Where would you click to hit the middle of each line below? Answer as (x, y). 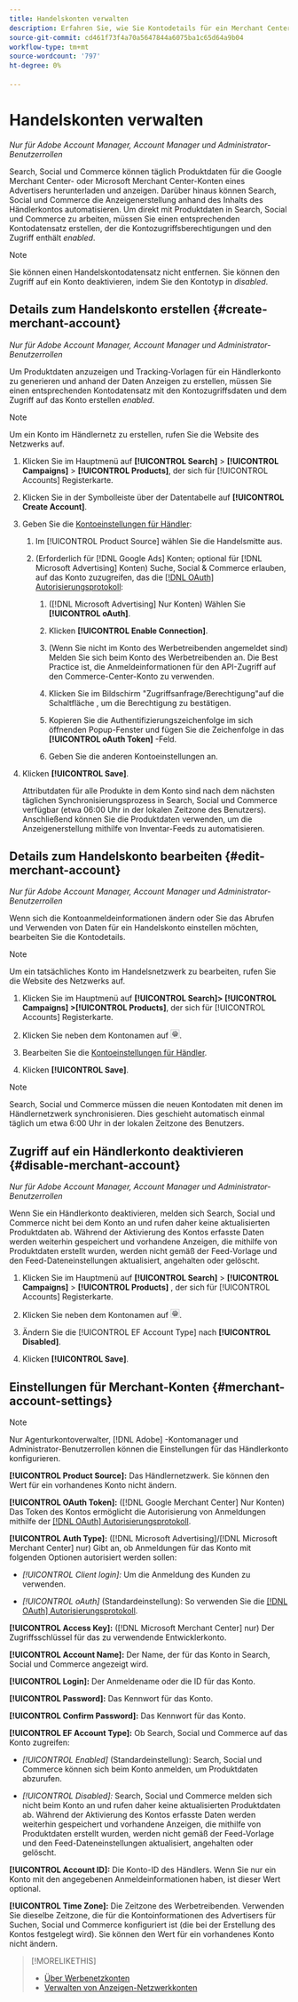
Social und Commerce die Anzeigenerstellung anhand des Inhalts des (136, 199)
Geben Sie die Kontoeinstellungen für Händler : (107, 524)
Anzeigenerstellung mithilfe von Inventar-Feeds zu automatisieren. (143, 828)
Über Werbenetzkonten (87, 1978)
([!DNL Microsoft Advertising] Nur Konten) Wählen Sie (147, 604)
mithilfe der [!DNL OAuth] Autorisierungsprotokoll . (100, 1522)
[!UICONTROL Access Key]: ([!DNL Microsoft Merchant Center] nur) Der (142, 1628)
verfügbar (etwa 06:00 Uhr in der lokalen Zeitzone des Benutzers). (144, 809)
